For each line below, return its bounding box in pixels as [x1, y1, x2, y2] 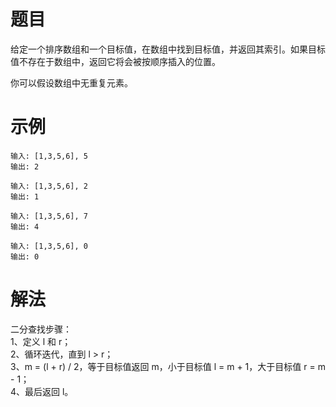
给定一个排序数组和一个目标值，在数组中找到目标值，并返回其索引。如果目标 [10, 43, 326, 55]
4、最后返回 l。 [10, 385, 74, 397]
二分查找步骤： [10, 323, 72, 335]
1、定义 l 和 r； [10, 335, 72, 347]
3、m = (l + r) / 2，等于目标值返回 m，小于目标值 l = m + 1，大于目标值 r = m [10, 360, 326, 372]
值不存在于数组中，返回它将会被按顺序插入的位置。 [10, 55, 221, 67]
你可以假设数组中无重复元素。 [10, 76, 133, 89]
